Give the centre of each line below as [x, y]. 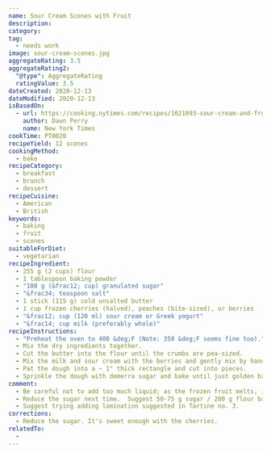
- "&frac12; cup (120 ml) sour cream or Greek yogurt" [110, 316]
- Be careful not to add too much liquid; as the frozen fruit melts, [137, 391]
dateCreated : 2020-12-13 [50, 91]
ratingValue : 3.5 [45, 83]
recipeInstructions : [43, 331]
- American [34, 203]
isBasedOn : [27, 106]
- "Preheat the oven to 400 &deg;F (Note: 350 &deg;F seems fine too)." [140, 339]
